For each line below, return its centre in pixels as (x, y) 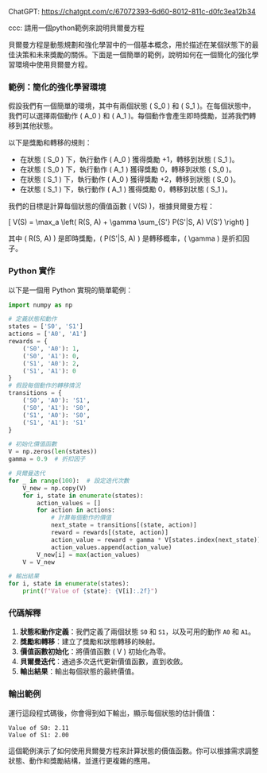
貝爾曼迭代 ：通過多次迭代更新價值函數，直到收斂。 (103, 662)
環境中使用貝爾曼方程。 (53, 64)
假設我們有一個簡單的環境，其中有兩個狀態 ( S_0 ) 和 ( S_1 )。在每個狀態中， (132, 106)
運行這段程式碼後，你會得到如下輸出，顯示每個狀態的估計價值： (112, 713)
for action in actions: (76, 510)
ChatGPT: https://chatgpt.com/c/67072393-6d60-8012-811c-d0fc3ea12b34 (132, 12)
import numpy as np (41, 305)
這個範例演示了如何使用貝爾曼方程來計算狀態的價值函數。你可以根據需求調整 (133, 751)
